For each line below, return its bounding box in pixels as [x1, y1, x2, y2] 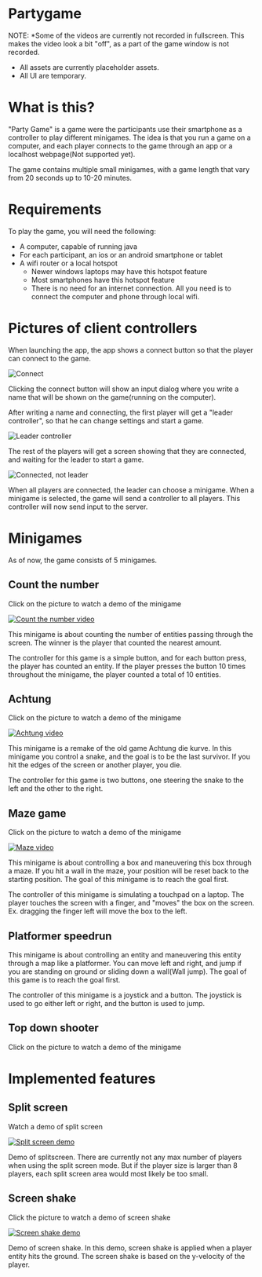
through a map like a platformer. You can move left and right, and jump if [8, 958, 242, 968]
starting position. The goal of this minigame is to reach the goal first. [8, 875, 229, 884]
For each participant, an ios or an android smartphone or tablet [19, 250, 224, 259]
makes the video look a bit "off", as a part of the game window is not [8, 38, 230, 48]
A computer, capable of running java [19, 241, 137, 251]
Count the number [8, 578, 100, 591]
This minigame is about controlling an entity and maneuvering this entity [8, 950, 242, 959]
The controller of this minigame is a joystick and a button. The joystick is [8, 990, 242, 1000]
